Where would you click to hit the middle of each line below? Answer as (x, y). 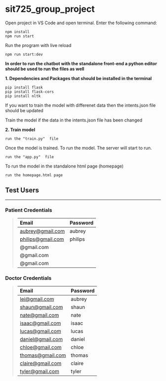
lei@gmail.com (37, 299)
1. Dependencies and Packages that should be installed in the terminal (79, 78)
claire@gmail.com (41, 363)
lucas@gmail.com (40, 331)
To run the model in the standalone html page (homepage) (64, 166)
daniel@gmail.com (41, 339)
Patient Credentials (29, 210)
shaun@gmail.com (41, 307)
